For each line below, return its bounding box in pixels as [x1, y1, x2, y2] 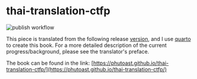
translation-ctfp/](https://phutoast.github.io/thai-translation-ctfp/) [6, 65, 167, 72]
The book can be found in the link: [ [6, 59, 93, 67]
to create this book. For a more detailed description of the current [6, 42, 167, 49]
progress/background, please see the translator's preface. [6, 48, 149, 55]
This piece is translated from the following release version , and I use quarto [6, 35, 192, 42]
